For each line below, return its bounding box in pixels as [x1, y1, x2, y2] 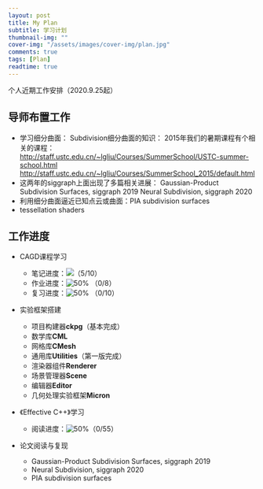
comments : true [8, 48, 58, 56]
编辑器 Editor [31, 381, 72, 391]
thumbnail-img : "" [8, 33, 68, 42]
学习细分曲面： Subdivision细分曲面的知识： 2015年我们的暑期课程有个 [19, 133, 249, 143]
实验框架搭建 [19, 305, 61, 315]
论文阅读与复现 [19, 441, 68, 450]
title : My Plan [8, 19, 58, 27]
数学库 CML [31, 332, 68, 341]
